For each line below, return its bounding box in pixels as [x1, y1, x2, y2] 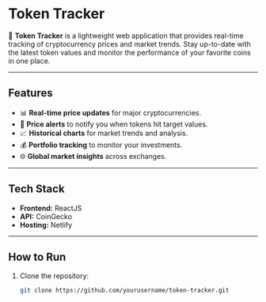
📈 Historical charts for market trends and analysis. [19, 128, 188, 138]
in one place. [8, 56, 51, 66]
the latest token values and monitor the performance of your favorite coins [8, 47, 251, 57]
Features [8, 86, 53, 100]
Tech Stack [8, 183, 65, 196]
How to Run [8, 250, 66, 263]
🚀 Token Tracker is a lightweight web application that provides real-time [8, 31, 244, 40]
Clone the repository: [19, 271, 89, 281]
